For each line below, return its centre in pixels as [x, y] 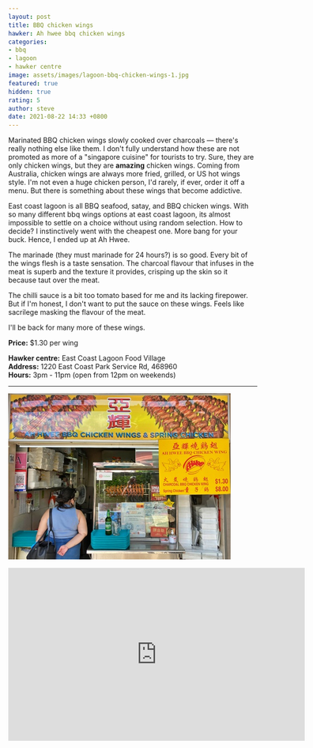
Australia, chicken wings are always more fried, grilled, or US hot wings [124, 174]
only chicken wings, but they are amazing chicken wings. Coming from [124, 165]
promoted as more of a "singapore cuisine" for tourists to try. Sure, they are [131, 157]
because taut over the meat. [54, 280]
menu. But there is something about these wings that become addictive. [125, 191]
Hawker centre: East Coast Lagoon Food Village [87, 358]
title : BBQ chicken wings [51, 25]
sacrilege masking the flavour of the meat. [77, 312]
